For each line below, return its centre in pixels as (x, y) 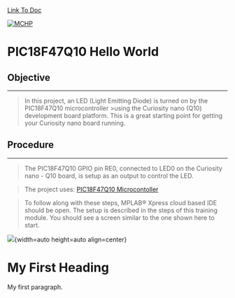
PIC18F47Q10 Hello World (83, 52)
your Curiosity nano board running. (75, 123)
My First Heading (58, 267)
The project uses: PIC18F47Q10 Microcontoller (91, 189)
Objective (29, 77)
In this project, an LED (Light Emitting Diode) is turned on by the (116, 101)
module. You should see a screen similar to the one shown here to (119, 217)
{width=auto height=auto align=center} (71, 239)
